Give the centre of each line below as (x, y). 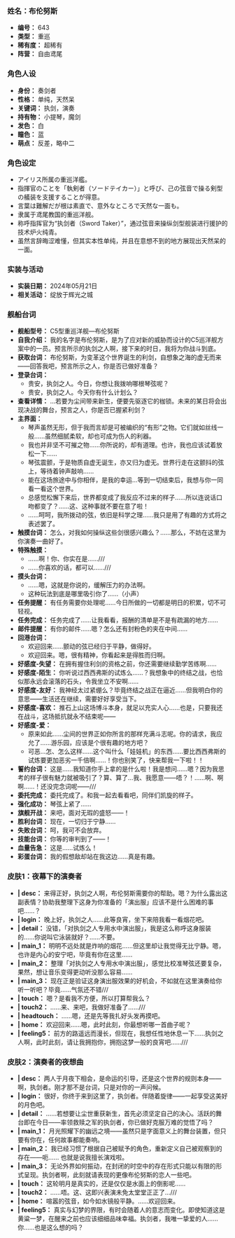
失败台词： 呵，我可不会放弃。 (61, 830)
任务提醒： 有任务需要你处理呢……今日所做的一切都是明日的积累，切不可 (121, 603)
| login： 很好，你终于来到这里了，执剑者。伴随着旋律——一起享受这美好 (122, 1096)
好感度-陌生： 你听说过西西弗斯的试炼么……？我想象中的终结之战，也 (117, 673)
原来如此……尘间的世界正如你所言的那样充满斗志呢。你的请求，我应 (125, 734)
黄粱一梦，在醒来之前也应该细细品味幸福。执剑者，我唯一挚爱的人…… (117, 1219)
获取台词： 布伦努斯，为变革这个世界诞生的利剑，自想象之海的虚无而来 (119, 357)
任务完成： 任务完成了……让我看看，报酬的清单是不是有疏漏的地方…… (118, 620)
